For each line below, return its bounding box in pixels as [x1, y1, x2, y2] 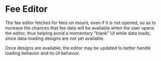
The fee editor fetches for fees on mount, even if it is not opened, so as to [5, 20, 156, 26]
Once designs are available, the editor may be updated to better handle [5, 45, 151, 51]
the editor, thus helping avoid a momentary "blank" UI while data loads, [5, 30, 151, 36]
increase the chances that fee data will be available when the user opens [5, 25, 155, 30]
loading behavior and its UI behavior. [5, 50, 80, 56]
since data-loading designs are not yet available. [5, 35, 105, 41]
